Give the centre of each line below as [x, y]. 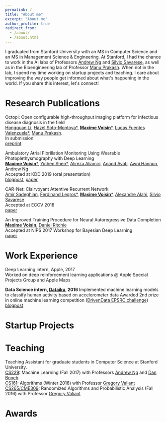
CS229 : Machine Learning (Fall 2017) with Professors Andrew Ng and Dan [81, 372]
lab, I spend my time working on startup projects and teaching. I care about [82, 72]
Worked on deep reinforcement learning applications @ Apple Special [77, 275]
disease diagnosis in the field [35, 122]
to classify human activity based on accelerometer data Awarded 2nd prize [82, 295]
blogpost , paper [22, 179]
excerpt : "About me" [27, 19]
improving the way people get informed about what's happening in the [77, 78]
